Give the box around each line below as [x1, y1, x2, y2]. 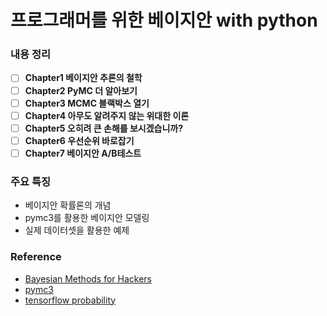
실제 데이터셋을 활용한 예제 [24, 224, 130, 236]
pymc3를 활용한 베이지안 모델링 [24, 212, 150, 224]
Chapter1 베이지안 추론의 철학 [24, 72, 143, 84]
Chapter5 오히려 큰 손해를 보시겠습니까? [24, 122, 184, 134]
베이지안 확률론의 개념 [24, 199, 112, 211]
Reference [10, 250, 62, 264]
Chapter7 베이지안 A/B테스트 [24, 147, 142, 159]
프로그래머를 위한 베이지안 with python [10, 9, 318, 32]
